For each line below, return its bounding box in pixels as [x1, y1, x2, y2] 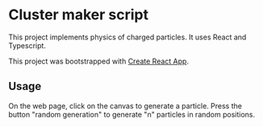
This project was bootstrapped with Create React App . [8, 56, 190, 66]
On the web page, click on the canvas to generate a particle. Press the [8, 100, 242, 110]
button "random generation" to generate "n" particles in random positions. [8, 109, 256, 119]
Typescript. [8, 40, 47, 50]
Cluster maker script [8, 6, 149, 24]
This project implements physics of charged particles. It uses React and [8, 32, 247, 42]
